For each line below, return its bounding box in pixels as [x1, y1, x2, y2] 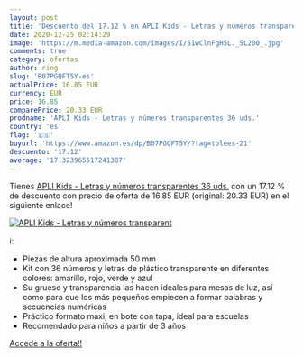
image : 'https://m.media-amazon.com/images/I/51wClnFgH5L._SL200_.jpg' [9, 38, 284, 48]
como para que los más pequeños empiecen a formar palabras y [22, 291, 263, 302]
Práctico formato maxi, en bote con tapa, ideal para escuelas [22, 310, 250, 321]
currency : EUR [9, 88, 63, 97]
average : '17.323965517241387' [9, 155, 127, 165]
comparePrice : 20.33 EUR [9, 105, 103, 114]
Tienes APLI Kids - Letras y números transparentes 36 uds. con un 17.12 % [9, 180, 286, 191]
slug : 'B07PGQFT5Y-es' [9, 72, 95, 81]
